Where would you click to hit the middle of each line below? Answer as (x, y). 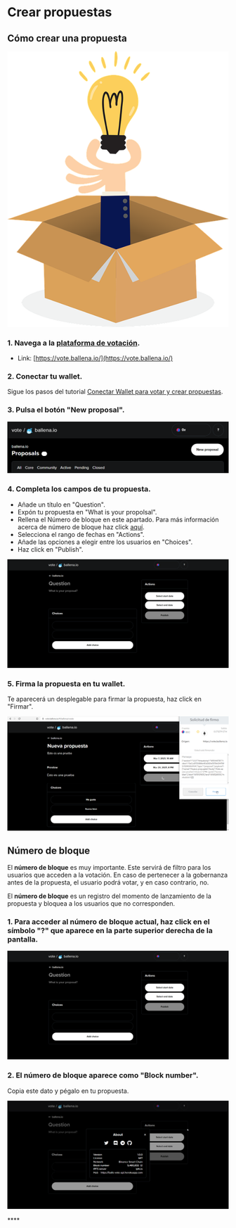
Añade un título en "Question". (61, 505)
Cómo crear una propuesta (67, 38)
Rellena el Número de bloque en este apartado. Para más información (118, 519)
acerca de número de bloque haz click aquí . (81, 527)
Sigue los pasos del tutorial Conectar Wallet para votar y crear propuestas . (115, 392)
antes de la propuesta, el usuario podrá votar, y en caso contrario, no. (108, 882)
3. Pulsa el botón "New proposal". (66, 410)
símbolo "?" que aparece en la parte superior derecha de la (110, 931)
